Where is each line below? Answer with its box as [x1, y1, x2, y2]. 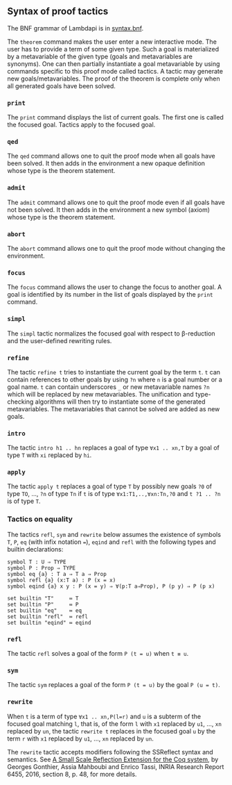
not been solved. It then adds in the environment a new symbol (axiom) [7, 205, 210, 214]
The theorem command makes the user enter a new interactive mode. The [7, 38, 217, 46]
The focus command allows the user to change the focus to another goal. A [7, 283, 222, 291]
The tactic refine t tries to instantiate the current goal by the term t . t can [7, 367, 220, 376]
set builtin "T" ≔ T [7, 595, 79, 602]
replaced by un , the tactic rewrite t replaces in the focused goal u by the [7, 727, 216, 735]
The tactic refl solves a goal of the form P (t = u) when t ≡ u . [7, 650, 189, 658]
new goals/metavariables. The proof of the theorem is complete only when [7, 74, 220, 83]
